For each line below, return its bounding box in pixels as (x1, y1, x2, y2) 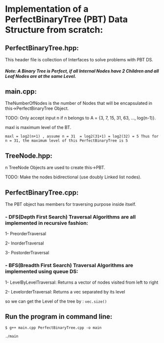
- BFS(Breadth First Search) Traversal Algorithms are (5, 262, 134, 269)
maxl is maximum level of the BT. (5, 124, 71, 130)
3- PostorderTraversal (5, 250, 49, 256)
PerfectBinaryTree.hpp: (5, 44, 79, 52)
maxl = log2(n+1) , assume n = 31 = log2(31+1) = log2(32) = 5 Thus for (5, 134, 159, 139)
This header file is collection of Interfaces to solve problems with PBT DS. (5, 57, 153, 62)
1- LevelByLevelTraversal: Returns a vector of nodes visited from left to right (5, 279, 159, 285)
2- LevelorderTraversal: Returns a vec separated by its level (5, 289, 125, 294)
